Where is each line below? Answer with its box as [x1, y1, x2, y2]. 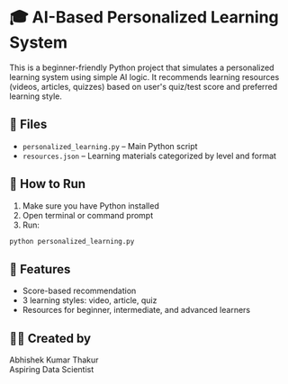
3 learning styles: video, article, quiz [22, 295, 157, 306]
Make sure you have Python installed [22, 200, 159, 211]
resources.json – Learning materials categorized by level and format [22, 150, 277, 161]
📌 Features [9, 262, 71, 277]
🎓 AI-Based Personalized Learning [9, 7, 279, 28]
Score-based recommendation [22, 285, 137, 297]
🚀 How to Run [9, 176, 86, 192]
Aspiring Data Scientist [9, 364, 94, 375]
